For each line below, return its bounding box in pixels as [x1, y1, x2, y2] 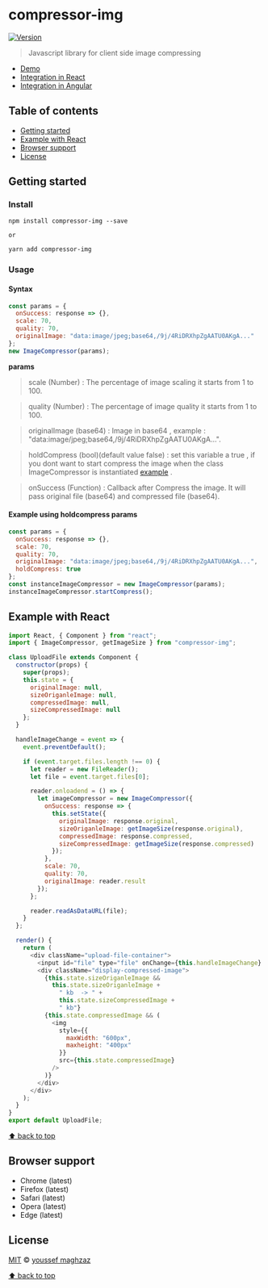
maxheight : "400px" [65, 1041, 132, 1050]
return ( [23, 944, 52, 952]
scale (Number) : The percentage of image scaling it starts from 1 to [27, 377, 254, 387]
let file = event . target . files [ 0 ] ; [29, 772, 150, 780]
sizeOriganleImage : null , [29, 691, 117, 699]
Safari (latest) [19, 1193, 66, 1202]
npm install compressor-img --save [8, 217, 128, 225]
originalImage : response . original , [59, 817, 179, 825]
